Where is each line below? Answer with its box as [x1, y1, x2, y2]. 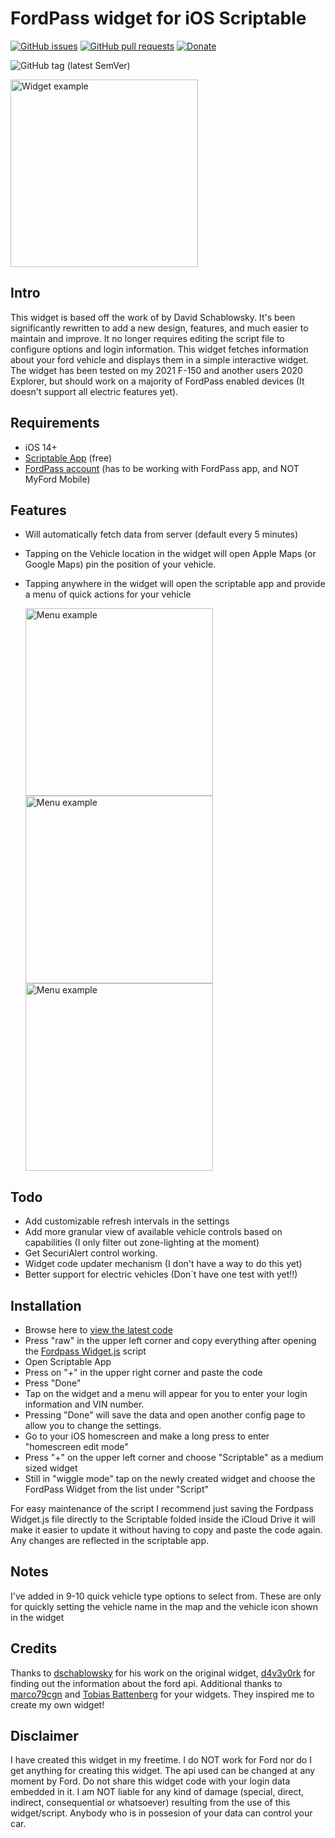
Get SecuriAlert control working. [24, 1247, 158, 1259]
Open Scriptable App [24, 1356, 112, 1367]
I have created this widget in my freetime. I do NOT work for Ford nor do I [10, 1754, 312, 1766]
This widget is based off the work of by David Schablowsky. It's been [10, 311, 296, 323]
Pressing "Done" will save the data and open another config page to [24, 1409, 306, 1421]
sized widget [24, 1462, 78, 1474]
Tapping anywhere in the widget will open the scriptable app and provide [24, 578, 326, 590]
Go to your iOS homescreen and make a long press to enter [24, 1430, 270, 1442]
